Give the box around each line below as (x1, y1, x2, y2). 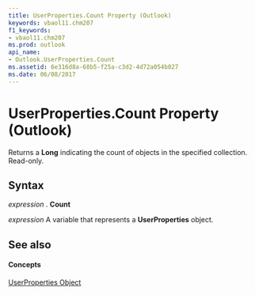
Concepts (8, 260, 41, 270)
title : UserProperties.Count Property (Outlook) (8, 11, 172, 20)
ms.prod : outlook (8, 41, 66, 49)
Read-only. (8, 156, 44, 165)
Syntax (8, 179, 44, 192)
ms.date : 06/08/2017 (8, 70, 77, 78)
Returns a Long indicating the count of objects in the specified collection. (8, 147, 248, 157)
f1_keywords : (8, 26, 51, 34)
